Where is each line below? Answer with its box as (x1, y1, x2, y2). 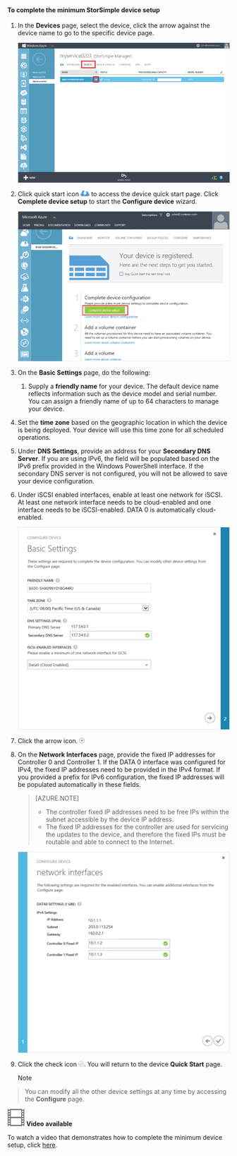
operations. (17, 433, 51, 442)
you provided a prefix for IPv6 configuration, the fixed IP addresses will (17, 773, 224, 781)
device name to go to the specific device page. (17, 29, 154, 37)
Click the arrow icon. (17, 737, 78, 745)
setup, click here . (7, 1140, 58, 1150)
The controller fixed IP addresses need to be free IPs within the (45, 808, 229, 817)
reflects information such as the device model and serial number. (28, 390, 217, 398)
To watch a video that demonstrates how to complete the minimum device (7, 1133, 223, 1142)
